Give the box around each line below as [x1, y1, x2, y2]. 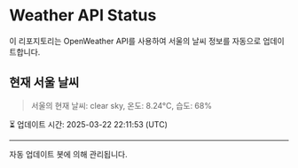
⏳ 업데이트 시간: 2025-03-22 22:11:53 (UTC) [9, 118, 169, 129]
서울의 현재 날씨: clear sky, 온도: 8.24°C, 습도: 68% [30, 100, 213, 111]
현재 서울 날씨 [9, 75, 80, 90]
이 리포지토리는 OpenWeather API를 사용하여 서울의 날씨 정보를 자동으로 [9, 35, 262, 46]
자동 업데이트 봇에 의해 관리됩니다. [9, 149, 128, 159]
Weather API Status [9, 5, 157, 26]
